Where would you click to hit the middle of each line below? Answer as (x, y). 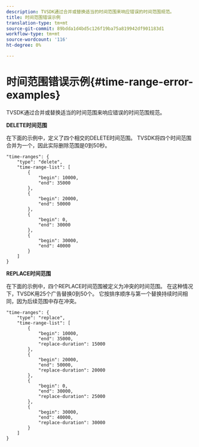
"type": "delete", (40, 162)
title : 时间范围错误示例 (33, 17)
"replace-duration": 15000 (72, 344)
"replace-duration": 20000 (72, 370)
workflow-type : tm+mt (33, 34)
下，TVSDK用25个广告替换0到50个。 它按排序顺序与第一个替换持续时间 (94, 294)
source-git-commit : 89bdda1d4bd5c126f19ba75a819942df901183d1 (85, 28)
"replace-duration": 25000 (72, 396)
